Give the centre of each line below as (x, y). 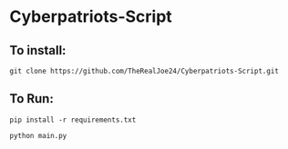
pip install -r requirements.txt (73, 120)
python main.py (38, 135)
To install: (38, 50)
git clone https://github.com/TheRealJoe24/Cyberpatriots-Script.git (144, 71)
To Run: (32, 99)
